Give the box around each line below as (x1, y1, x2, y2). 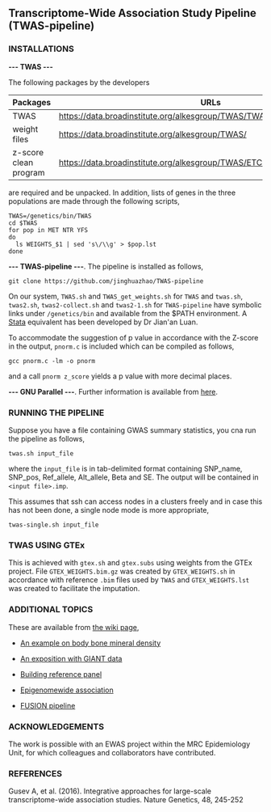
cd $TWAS (8, 218, 38, 227)
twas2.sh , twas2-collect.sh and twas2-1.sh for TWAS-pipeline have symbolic (8, 299, 262, 310)
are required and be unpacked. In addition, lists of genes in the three (8, 188, 236, 197)
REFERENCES (8, 768, 63, 779)
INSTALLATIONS (8, 44, 74, 55)
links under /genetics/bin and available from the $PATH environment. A (8, 308, 248, 318)
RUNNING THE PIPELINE (8, 407, 105, 418)
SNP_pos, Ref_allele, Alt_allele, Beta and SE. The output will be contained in (8, 472, 260, 482)
